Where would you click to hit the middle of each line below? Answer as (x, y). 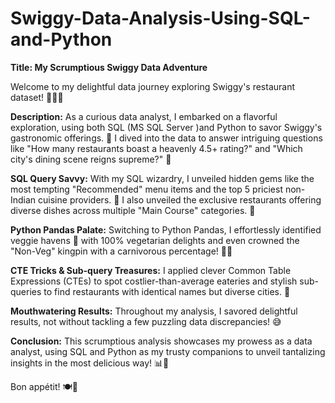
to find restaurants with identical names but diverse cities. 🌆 (167, 291)
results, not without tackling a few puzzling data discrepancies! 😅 (146, 321)
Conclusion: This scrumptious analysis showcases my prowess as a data (161, 341)
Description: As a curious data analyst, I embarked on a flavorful (144, 116)
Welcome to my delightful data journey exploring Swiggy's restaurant (153, 86)
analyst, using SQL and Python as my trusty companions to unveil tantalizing (168, 351)
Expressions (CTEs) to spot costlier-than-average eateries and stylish (154, 281)
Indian (23, 199)
